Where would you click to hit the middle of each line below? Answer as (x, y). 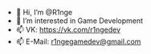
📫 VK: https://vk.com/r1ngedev (68, 29)
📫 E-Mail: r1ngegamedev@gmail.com (78, 41)
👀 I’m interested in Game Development (79, 21)
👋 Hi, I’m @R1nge (44, 12)
